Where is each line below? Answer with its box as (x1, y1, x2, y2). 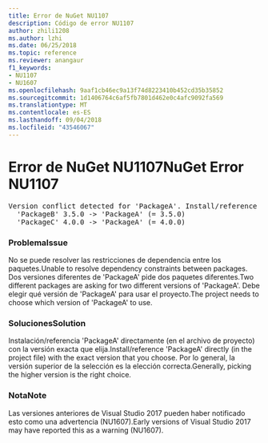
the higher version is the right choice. (8, 370, 132, 380)
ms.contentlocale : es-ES (8, 109, 91, 117)
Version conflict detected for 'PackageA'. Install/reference (8, 201, 258, 211)
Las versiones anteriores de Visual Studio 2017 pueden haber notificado (8, 408, 246, 417)
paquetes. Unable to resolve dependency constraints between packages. (8, 264, 248, 273)
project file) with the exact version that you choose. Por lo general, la (8, 353, 236, 363)
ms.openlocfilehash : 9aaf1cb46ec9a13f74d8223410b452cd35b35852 (8, 86, 224, 95)
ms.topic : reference (8, 49, 78, 57)
